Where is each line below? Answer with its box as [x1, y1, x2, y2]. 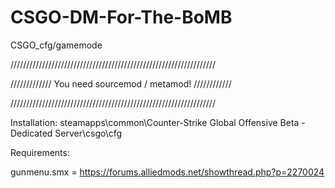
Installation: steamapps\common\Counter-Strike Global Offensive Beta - [10, 116, 306, 128]
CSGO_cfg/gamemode [10, 39, 103, 51]
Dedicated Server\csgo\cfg [10, 127, 123, 139]
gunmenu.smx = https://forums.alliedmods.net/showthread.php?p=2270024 [10, 166, 325, 178]
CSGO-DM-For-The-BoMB [10, 6, 233, 29]
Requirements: [10, 146, 70, 158]
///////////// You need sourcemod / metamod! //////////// [10, 77, 232, 90]
